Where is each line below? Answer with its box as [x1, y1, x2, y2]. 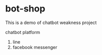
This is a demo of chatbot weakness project [5, 19, 97, 25]
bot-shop [5, 3, 46, 14]
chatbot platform [5, 29, 41, 35]
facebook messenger [12, 44, 57, 50]
